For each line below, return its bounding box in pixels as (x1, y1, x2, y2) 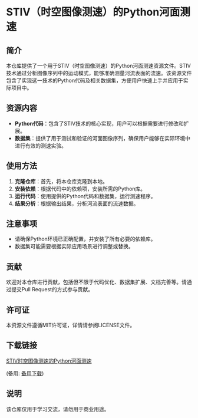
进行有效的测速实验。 (14, 142, 67, 149)
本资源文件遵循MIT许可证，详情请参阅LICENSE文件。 (6, 322, 136, 329)
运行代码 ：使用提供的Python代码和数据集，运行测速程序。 (14, 192, 156, 199)
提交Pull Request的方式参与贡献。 (11, 286, 93, 293)
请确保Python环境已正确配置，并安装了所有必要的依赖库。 (14, 235, 156, 242)
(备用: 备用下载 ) (6, 370, 44, 377)
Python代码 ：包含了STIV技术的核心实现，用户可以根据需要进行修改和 (14, 120, 184, 127)
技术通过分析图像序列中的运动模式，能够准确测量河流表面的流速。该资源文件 (6, 70, 192, 77)
